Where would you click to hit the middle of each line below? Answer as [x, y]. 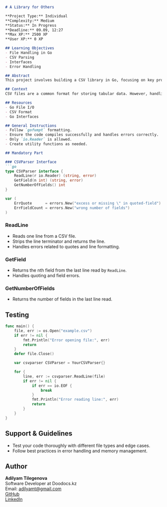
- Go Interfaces [22, 117]
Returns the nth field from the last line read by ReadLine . [69, 270]
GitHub [12, 494]
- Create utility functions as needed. [46, 144]
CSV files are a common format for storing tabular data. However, [77, 94]
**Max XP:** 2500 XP [27, 35]
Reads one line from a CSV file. [44, 236]
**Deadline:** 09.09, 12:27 [34, 30]
